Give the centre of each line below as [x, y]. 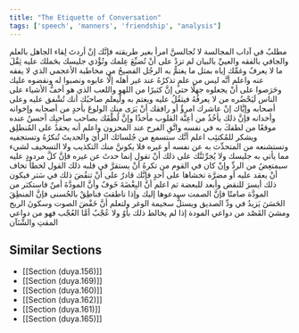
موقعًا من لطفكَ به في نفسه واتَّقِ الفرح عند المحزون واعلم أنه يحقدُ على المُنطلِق [143, 127]
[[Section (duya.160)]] [62, 290]
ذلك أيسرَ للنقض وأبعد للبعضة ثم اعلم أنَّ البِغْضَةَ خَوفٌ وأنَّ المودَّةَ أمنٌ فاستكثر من [143, 184]
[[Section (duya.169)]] [62, 281]
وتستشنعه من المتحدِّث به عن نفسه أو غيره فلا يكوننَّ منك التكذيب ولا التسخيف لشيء [149, 146]
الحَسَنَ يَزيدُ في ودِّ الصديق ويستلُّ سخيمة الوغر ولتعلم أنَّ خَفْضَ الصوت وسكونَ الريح [147, 203]
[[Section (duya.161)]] [61, 310]
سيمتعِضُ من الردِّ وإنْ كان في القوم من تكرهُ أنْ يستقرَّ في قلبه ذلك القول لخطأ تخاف [149, 165]
